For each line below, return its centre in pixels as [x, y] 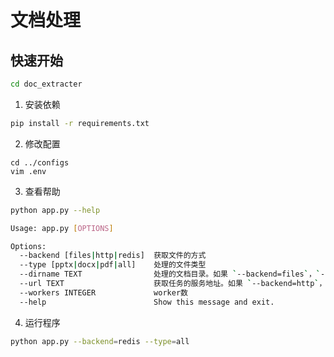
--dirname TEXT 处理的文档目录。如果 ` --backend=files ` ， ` [170, 274]
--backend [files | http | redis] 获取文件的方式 [113, 256]
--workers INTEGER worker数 [103, 292]
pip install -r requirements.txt [80, 123]
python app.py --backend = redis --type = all [100, 341]
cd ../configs [40, 162]
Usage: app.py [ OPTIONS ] [62, 228]
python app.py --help [55, 210]
